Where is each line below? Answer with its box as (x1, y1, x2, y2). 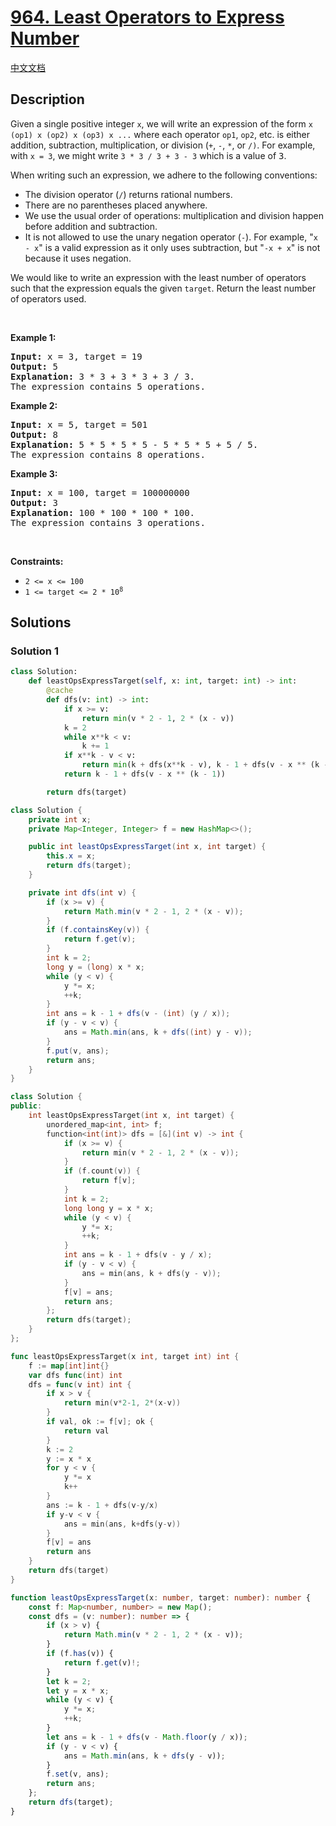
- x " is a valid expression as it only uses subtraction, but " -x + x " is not (24, 241, 321, 253)
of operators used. (10, 292, 87, 305)
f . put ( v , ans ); (46, 1046, 110, 1056)
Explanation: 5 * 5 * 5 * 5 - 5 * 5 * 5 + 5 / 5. (10, 439, 259, 450)
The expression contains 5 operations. (10, 381, 206, 392)
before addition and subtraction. (24, 220, 158, 232)
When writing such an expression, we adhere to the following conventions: (10, 169, 318, 181)
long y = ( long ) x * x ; (46, 962, 145, 972)
